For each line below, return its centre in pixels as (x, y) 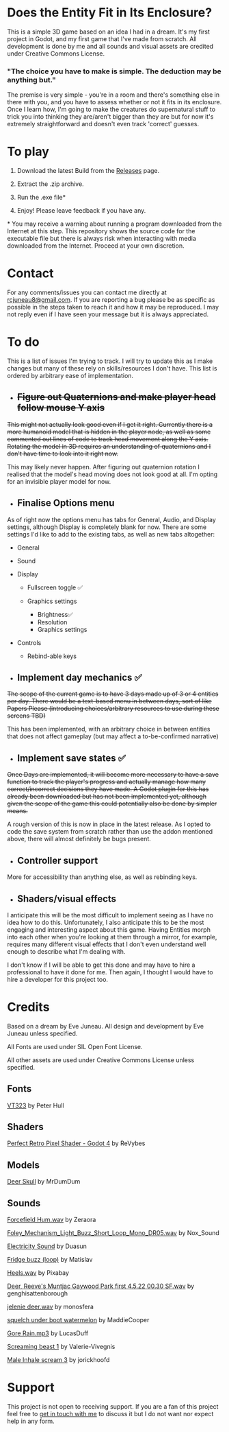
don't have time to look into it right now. (63, 454)
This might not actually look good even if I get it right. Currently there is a (110, 424)
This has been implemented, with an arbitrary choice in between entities (109, 729)
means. (18, 811)
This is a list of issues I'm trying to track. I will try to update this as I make (110, 361)
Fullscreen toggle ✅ (55, 587)
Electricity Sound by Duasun (47, 1246)
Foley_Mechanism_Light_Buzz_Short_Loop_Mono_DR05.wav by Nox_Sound (113, 1233)
